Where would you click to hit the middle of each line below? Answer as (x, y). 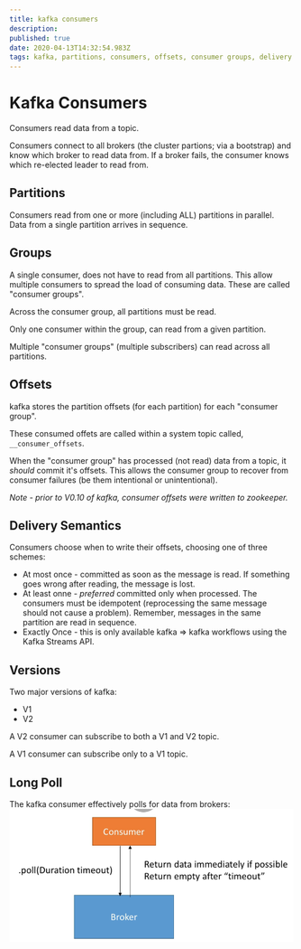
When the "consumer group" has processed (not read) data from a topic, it (148, 460)
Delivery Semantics (65, 526)
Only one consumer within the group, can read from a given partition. (138, 329)
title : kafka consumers (54, 19)
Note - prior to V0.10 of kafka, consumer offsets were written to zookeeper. (149, 497)
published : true (40, 38)
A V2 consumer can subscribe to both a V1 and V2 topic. (114, 737)
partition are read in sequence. (79, 623)
